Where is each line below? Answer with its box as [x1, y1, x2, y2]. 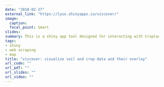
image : [5, 16, 19, 21]
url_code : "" [5, 61, 32, 66]
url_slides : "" [5, 70, 36, 75]
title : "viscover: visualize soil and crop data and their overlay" [5, 57, 147, 61]
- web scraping [5, 47, 36, 52]
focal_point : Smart [9, 25, 49, 30]
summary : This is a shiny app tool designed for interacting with [5, 34, 143, 39]
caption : [9, 20, 27, 26]
